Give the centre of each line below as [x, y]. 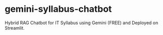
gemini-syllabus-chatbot [58, 9]
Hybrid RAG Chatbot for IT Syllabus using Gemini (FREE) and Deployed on [82, 23]
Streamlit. [15, 28]
